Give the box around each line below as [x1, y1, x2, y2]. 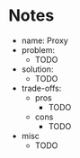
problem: [21, 44, 56, 55]
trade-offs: [21, 83, 62, 93]
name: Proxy [21, 35, 68, 46]
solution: [21, 64, 54, 75]
